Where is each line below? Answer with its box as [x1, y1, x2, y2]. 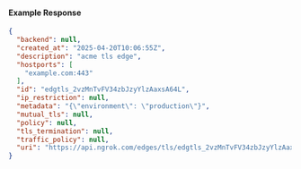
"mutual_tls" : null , [16, 110, 93, 119]
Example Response [8, 7, 82, 18]
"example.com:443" [24, 68, 93, 78]
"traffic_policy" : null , [16, 135, 110, 144]
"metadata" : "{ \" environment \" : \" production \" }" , [16, 102, 210, 111]
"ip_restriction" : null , [16, 94, 110, 103]
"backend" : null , [16, 36, 82, 45]
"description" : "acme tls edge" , [16, 52, 142, 61]
